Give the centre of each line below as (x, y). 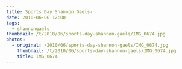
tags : (13, 23)
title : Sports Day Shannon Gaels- (50, 12)
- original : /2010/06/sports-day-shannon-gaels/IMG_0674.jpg (90, 46)
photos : (16, 40)
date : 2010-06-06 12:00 (36, 17)
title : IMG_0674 (38, 56)
